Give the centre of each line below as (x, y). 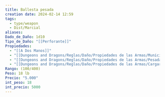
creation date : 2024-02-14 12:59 (39, 14)
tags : (11, 19)
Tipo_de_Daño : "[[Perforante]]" (38, 42)
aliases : (14, 32)
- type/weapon (24, 23)
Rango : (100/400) (23, 69)
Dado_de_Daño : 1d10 (25, 37)
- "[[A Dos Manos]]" (30, 50)
